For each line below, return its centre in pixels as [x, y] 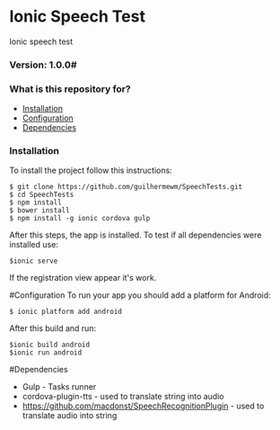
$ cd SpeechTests [42, 195]
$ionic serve [34, 261]
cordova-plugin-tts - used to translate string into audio [123, 397]
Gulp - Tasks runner [59, 387]
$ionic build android [50, 345]
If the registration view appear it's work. [83, 278]
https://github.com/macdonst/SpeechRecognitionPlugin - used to [143, 406]
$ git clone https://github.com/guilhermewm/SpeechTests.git [126, 187]
